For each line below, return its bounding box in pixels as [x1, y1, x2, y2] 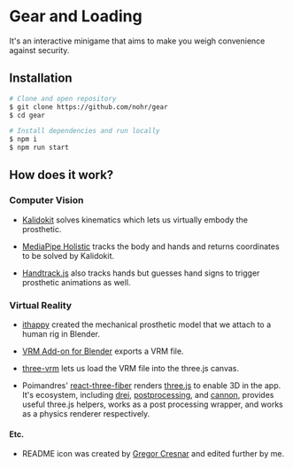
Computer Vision [9, 194, 84, 207]
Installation [9, 71, 73, 86]
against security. [9, 44, 70, 55]
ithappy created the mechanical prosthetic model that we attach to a [21, 319, 272, 330]
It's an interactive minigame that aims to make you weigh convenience [9, 35, 266, 46]
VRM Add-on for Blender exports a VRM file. [21, 346, 184, 356]
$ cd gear [9, 111, 46, 120]
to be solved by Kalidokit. [21, 250, 115, 261]
